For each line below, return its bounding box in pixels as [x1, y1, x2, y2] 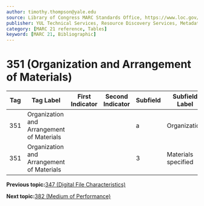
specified [166, 158, 194, 167]
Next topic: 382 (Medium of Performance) [6, 193, 111, 200]
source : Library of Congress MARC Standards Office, [6, 15, 143, 21]
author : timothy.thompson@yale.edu [6, 8, 97, 15]
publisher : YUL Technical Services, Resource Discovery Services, [6, 20, 178, 26]
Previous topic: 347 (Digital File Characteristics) [6, 181, 126, 188]
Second [105, 92, 129, 101]
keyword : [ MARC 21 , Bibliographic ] [6, 32, 97, 38]
